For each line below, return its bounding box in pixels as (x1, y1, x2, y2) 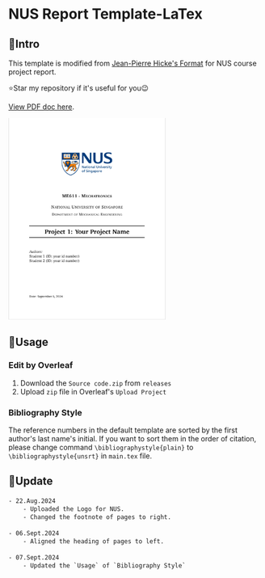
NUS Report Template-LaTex (8, 5, 204, 23)
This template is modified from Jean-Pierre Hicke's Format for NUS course (8, 58, 257, 68)
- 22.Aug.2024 (8, 496, 57, 505)
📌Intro (8, 37, 40, 51)
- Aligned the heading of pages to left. (23, 537, 164, 546)
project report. (8, 67, 57, 77)
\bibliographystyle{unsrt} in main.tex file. (8, 450, 152, 461)
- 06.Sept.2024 (8, 529, 60, 538)
